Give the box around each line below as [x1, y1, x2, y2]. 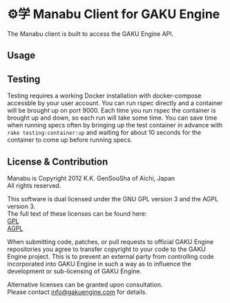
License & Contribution [7, 156, 108, 167]
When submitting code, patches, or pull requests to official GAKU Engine [7, 237, 214, 246]
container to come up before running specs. [7, 136, 133, 144]
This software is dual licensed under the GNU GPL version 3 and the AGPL [7, 194, 219, 203]
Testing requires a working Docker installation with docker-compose [7, 91, 202, 100]
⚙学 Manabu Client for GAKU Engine [7, 6, 220, 22]
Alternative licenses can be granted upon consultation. [7, 280, 163, 288]
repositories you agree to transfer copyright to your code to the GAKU [7, 245, 206, 253]
